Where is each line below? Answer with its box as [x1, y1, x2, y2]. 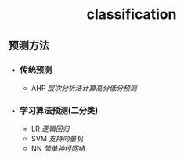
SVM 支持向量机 [31, 134, 84, 144]
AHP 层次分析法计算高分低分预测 [31, 83, 137, 93]
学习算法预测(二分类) [19, 104, 99, 115]
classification [86, 5, 177, 24]
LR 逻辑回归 [31, 124, 70, 134]
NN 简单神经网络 [31, 144, 85, 154]
